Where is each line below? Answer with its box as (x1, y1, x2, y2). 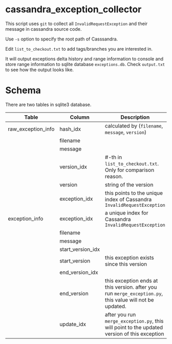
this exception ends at (104, 277, 158, 284)
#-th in (104, 154, 122, 161)
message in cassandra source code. (5, 26, 82, 32)
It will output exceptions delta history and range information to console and (5, 55, 164, 62)
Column (70, 114, 90, 121)
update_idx (59, 320, 87, 328)
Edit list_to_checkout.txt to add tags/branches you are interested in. (5, 46, 153, 52)
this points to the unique (104, 189, 163, 197)
